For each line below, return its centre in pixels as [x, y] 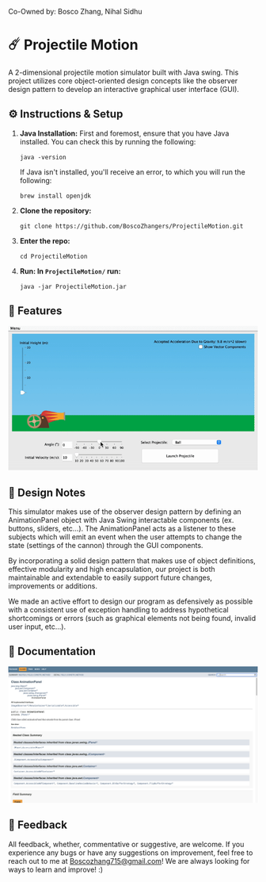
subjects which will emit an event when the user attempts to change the [125, 537]
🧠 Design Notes [47, 492]
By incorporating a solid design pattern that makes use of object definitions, [132, 561]
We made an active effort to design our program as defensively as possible [131, 601]
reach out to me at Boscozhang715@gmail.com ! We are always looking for [129, 861]
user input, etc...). [37, 627]
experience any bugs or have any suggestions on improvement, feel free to [131, 853]
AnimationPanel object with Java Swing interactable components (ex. [121, 520]
